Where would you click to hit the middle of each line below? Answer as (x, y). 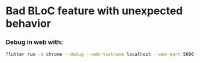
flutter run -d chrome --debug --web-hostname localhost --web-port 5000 (100, 55)
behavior (29, 23)
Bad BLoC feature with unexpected (94, 11)
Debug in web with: (35, 42)
